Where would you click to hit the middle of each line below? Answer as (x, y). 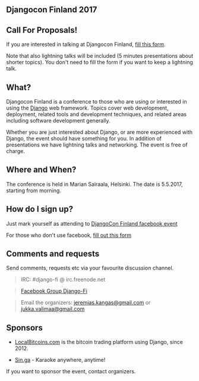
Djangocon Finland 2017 (52, 10)
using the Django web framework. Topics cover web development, (87, 108)
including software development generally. (59, 121)
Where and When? (41, 170)
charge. (15, 151)
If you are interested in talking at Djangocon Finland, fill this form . (86, 45)
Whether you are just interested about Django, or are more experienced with (99, 132)
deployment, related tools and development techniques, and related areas (97, 114)
